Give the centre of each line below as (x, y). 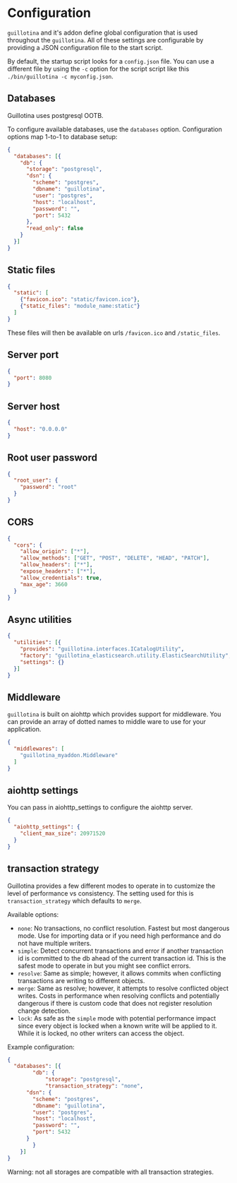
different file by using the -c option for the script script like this (98, 69)
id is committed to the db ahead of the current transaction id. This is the (122, 958)
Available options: (33, 914)
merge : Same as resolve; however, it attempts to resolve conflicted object (123, 988)
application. (24, 730)
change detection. (44, 1011)
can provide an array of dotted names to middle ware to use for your (107, 722)
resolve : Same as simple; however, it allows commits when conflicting (119, 973)
